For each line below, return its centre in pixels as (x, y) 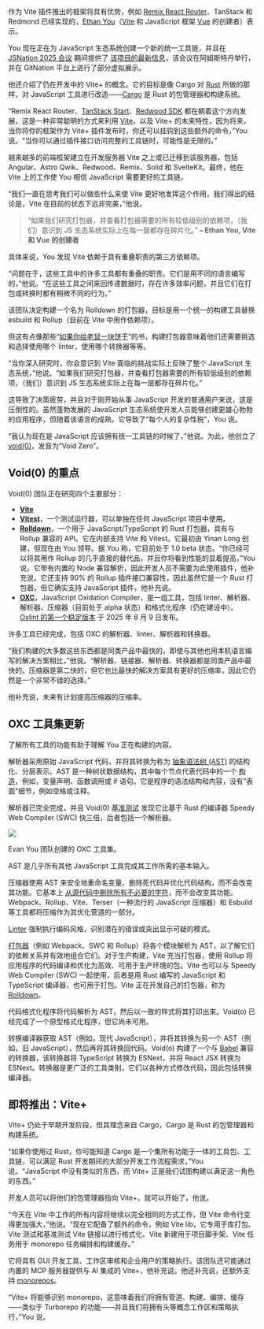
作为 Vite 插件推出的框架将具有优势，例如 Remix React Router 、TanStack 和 (130, 11)
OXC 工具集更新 (46, 724)
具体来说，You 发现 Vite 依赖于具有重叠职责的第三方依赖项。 (106, 257)
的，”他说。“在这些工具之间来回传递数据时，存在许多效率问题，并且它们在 (126, 283)
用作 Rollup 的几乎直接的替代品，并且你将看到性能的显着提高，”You (148, 558)
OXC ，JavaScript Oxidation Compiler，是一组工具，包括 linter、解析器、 (137, 597)
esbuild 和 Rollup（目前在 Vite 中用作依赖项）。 (83, 320)
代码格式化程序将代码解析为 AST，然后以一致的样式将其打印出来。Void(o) (128, 1012)
